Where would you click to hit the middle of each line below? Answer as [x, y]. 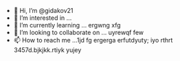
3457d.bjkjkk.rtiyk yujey [47, 50]
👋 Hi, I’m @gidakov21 [43, 11]
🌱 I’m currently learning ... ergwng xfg [67, 25]
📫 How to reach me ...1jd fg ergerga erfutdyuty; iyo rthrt [93, 40]
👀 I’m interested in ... [43, 18]
